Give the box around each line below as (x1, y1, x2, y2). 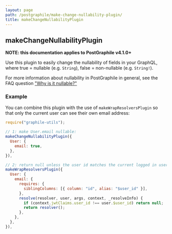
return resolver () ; (24, 205, 66, 210)
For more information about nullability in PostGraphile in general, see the (5, 75, 158, 81)
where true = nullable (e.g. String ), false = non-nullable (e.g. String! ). (5, 65, 154, 71)
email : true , (14, 143, 42, 148)
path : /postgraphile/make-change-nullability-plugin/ (5, 12, 123, 17)
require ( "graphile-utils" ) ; (5, 120, 66, 125)
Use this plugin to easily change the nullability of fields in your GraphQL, (5, 59, 158, 66)
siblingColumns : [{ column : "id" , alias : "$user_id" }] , (24, 186, 147, 191)
